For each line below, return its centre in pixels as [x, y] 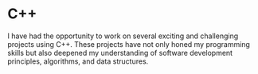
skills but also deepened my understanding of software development [120, 53]
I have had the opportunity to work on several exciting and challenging [123, 36]
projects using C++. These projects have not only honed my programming [129, 44]
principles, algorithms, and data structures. [78, 61]
